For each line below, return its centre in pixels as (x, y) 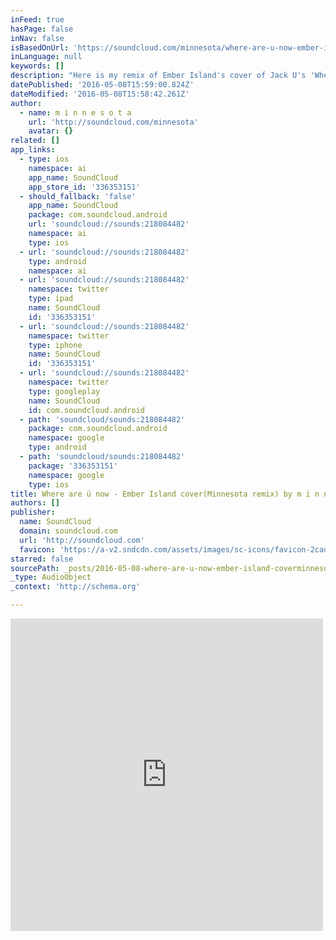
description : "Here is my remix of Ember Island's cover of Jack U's (158, 76)
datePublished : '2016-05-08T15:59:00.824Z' (102, 85)
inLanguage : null (46, 57)
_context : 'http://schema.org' (75, 587)
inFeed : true (37, 19)
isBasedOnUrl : (40, 47)
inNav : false (37, 38)
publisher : (33, 512)
